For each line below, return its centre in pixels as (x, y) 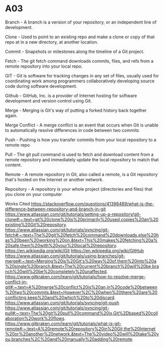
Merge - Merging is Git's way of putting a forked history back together (76, 110)
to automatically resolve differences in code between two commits (72, 130)
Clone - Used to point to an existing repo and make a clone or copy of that (80, 37)
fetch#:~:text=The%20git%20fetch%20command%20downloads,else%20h (82, 235)
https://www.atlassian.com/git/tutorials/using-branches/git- (65, 256)
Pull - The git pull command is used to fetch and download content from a (79, 154)
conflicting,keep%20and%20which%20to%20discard (60, 297)
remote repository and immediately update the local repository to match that (82, 159)
